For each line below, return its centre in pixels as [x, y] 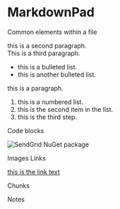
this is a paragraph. [35, 88]
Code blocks [26, 130]
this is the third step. [47, 117]
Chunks [19, 186]
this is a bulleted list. [47, 67]
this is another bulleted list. [57, 74]
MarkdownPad [51, 12]
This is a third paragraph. [44, 53]
